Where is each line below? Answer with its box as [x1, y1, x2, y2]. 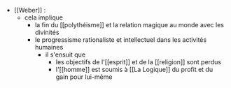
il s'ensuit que [45, 50, 86, 59]
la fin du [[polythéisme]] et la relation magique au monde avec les [34, 21, 224, 29]
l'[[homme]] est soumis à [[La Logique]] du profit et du [55, 66, 213, 73]
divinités [34, 28, 59, 36]
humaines [34, 43, 64, 51]
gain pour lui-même [55, 73, 113, 81]
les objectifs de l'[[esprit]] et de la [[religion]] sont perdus [55, 58, 222, 66]
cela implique [24, 13, 63, 22]
